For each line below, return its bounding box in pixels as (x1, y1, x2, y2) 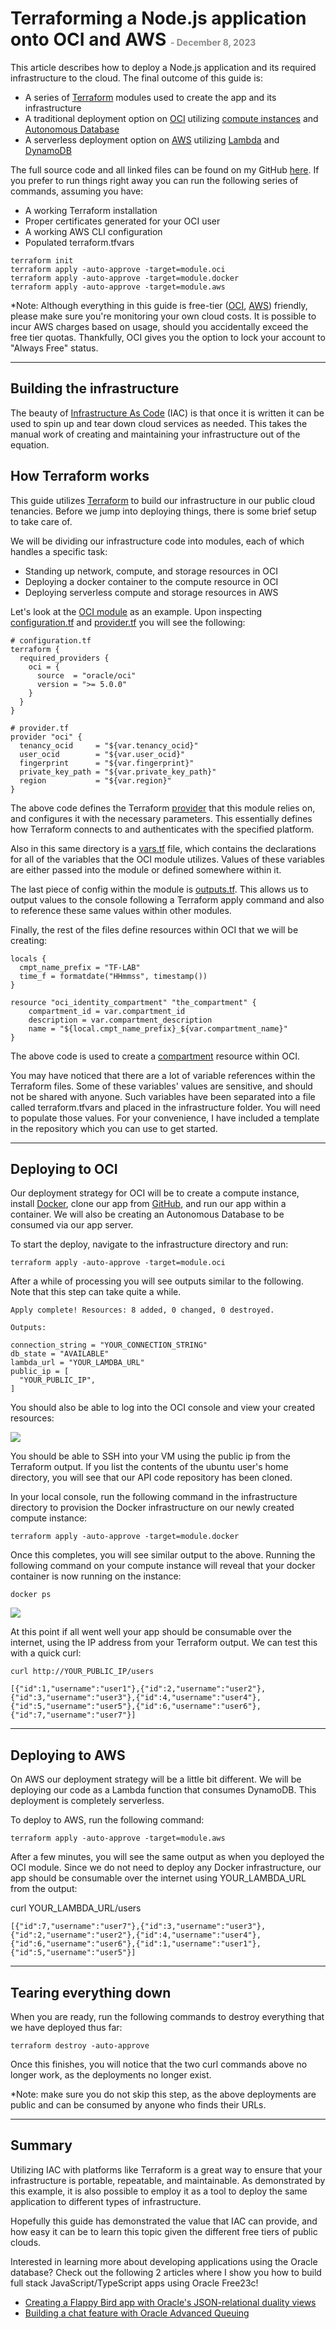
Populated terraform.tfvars (24, 236, 135, 248)
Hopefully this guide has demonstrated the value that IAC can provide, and (10, 2215, 318, 2227)
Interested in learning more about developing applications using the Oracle (10, 2255, 318, 2267)
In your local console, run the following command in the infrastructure (10, 1491, 298, 1503)
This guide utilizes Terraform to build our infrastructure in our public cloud (10, 494, 316, 506)
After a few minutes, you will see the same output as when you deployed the (10, 1851, 325, 1863)
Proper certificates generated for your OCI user (24, 215, 221, 227)
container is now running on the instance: (10, 1570, 182, 1582)
